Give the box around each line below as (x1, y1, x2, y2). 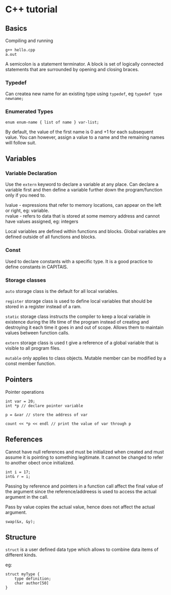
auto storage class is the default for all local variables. (5, 288, 119, 294)
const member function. (5, 360, 56, 367)
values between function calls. (5, 329, 70, 336)
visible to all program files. (5, 345, 61, 351)
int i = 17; (5, 470, 31, 475)
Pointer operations (5, 389, 44, 395)
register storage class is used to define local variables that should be (5, 298, 152, 304)
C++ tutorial (5, 4, 58, 15)
